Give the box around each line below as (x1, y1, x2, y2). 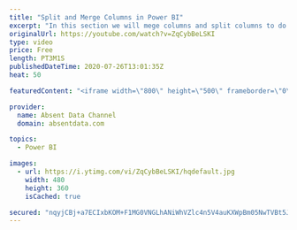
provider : (9, 103, 46, 111)
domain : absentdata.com (17, 119, 104, 128)
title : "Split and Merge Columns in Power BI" (9, 12, 184, 22)
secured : (9, 208, 42, 217)
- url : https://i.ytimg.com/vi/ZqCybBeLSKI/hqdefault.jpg (17, 167, 236, 176)
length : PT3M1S (9, 54, 65, 63)
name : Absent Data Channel (17, 111, 117, 119)
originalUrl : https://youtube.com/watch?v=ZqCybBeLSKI (9, 29, 216, 38)
